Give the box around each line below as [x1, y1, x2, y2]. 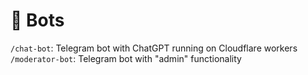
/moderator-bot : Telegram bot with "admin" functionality [10, 52, 242, 64]
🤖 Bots [10, 9, 65, 32]
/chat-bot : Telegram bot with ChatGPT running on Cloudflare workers [10, 42, 298, 54]
